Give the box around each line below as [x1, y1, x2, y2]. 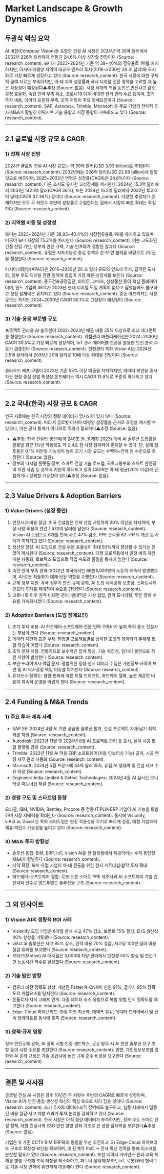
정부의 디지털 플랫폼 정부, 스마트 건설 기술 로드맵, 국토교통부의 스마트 [12, 460, 144, 466]
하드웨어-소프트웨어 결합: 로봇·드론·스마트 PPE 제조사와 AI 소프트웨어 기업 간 [12, 874, 158, 880]
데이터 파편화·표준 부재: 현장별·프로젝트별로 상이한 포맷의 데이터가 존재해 [12, 636, 150, 642]
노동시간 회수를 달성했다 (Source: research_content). [17, 959, 121, 965]
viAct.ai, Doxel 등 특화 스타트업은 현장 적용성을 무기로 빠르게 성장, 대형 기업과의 [5, 819, 157, 824]
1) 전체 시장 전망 [5, 150, 41, 157]
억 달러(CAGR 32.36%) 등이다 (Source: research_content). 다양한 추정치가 [5, 193, 150, 199]
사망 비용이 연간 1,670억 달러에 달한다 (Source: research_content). [17, 525, 146, 531]
